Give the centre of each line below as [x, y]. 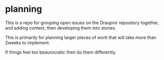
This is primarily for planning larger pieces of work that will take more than [81, 37]
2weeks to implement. [28, 42]
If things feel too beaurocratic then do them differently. [61, 52]
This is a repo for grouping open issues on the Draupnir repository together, [82, 23]
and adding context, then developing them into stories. [61, 28]
